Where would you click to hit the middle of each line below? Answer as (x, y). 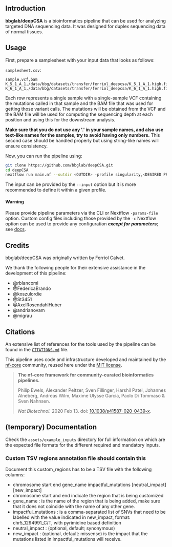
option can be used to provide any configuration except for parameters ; (82, 224)
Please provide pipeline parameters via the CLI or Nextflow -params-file (82, 213)
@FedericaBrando (32, 288)
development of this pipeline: (36, 273)
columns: (15, 475)
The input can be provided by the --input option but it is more (71, 184)
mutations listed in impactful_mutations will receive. (67, 539)
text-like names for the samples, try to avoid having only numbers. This (83, 135)
